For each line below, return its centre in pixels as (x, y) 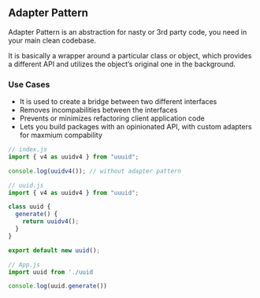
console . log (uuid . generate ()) (58, 286)
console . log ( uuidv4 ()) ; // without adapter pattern (95, 171)
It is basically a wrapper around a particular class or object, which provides (130, 55)
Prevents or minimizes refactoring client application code (112, 118)
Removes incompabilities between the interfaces (98, 110)
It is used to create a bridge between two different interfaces (118, 102)
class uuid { (30, 207)
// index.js (28, 150)
